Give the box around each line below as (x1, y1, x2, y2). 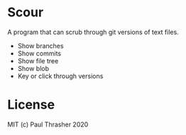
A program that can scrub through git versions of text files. (7, 28, 179, 36)
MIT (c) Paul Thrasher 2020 (7, 120, 89, 129)
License (7, 97, 55, 113)
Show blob (17, 64, 50, 72)
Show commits (17, 49, 62, 58)
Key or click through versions (17, 72, 104, 80)
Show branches (17, 41, 64, 50)
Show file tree (17, 56, 59, 65)
